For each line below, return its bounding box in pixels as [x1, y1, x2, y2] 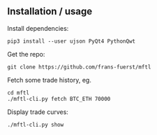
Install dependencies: [7, 24, 69, 32]
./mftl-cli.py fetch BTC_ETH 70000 [7, 95, 111, 102]
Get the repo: [7, 50, 45, 58]
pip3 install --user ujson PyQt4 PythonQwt [7, 38, 136, 45]
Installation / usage [7, 6, 93, 17]
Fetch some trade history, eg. [7, 76, 92, 84]
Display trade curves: [7, 108, 68, 116]
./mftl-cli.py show [7, 121, 64, 128]
